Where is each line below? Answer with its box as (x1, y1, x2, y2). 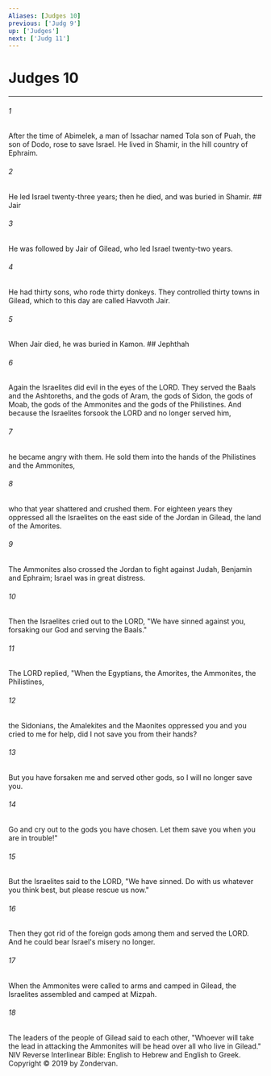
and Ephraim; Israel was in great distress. (8, 573, 146, 583)
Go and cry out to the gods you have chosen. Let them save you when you (8, 824, 256, 835)
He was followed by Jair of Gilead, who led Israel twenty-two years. (8, 244, 233, 253)
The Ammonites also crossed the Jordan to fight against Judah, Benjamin (8, 565, 252, 574)
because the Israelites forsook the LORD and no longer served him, (8, 408, 231, 418)
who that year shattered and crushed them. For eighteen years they (8, 503, 233, 513)
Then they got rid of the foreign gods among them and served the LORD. (8, 928, 250, 938)
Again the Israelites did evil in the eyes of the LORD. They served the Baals (8, 382, 256, 392)
